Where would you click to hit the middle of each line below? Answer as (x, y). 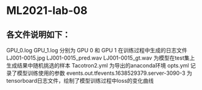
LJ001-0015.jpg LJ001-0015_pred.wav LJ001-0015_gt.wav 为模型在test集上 (101, 58)
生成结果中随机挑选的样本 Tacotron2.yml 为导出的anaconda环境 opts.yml (98, 65)
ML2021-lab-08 (47, 11)
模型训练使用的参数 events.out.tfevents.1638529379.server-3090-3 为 (105, 73)
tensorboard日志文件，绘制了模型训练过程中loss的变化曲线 (80, 81)
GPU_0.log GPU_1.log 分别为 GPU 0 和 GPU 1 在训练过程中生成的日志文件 (97, 50)
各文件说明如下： (38, 34)
